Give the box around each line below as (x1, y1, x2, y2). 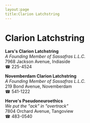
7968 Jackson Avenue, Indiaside (5, 59, 71, 64)
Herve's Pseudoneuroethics (5, 98, 63, 104)
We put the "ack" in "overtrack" (5, 103, 69, 109)
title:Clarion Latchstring (5, 12, 60, 16)
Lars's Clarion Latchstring (5, 48, 59, 54)
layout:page (5, 7, 29, 12)
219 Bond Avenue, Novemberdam (5, 83, 72, 90)
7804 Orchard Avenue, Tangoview (5, 108, 74, 114)
